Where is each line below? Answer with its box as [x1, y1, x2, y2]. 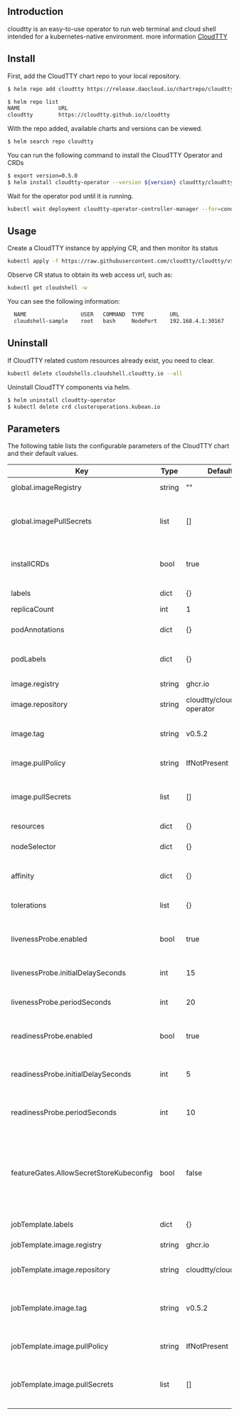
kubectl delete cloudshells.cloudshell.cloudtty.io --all [7, 370, 183, 377]
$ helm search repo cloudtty [7, 138, 94, 145]
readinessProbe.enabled [11, 1031, 93, 1041]
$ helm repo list [7, 98, 59, 105]
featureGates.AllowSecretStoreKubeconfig [11, 1168, 153, 1178]
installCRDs [11, 559, 50, 569]
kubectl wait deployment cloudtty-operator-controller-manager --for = [7, 206, 221, 213]
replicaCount [11, 605, 55, 614]
